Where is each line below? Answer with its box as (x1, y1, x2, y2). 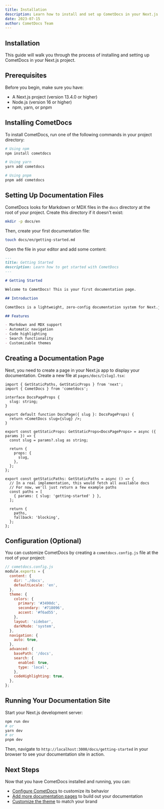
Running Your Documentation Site (5, 697, 111, 705)
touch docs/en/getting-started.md (5, 237, 76, 242)
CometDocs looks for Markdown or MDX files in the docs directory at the (5, 204, 150, 210)
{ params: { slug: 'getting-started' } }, (14, 493, 102, 498)
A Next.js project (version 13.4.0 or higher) (12, 94, 98, 100)
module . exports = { (5, 569, 45, 574)
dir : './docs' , (14, 578, 45, 583)
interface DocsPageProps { (5, 395, 60, 400)
